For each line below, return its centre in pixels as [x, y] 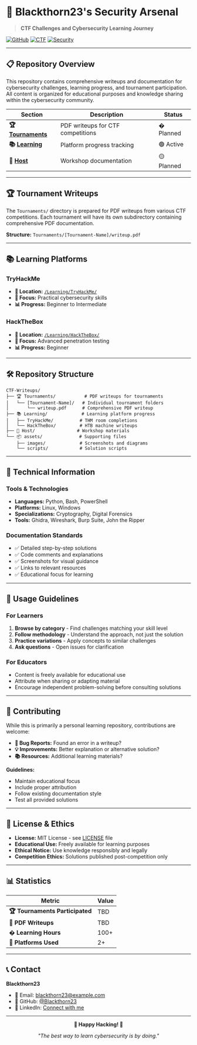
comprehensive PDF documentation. [50, 223]
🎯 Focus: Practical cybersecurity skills [61, 298]
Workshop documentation [96, 161]
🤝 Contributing [33, 711]
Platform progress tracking [97, 145]
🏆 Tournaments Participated [50, 911]
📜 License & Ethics [40, 824]
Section [32, 114]
